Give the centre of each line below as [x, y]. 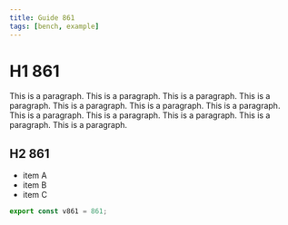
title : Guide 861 [42, 18]
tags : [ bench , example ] [55, 26]
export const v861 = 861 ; [58, 211]
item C [35, 195]
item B [35, 185]
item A [35, 176]
